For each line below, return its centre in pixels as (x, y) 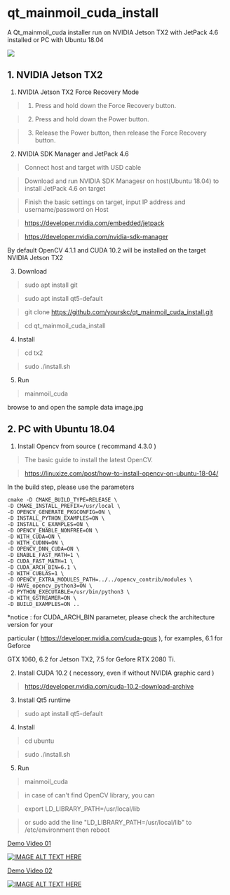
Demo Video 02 (30, 870)
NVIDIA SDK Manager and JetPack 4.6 (73, 154)
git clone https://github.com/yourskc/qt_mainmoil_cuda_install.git (119, 312)
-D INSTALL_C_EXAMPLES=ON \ (48, 524)
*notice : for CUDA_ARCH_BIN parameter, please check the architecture (111, 617)
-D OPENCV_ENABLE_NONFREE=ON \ (53, 530)
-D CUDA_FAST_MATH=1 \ (40, 561)
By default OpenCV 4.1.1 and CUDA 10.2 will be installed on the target (107, 250)
